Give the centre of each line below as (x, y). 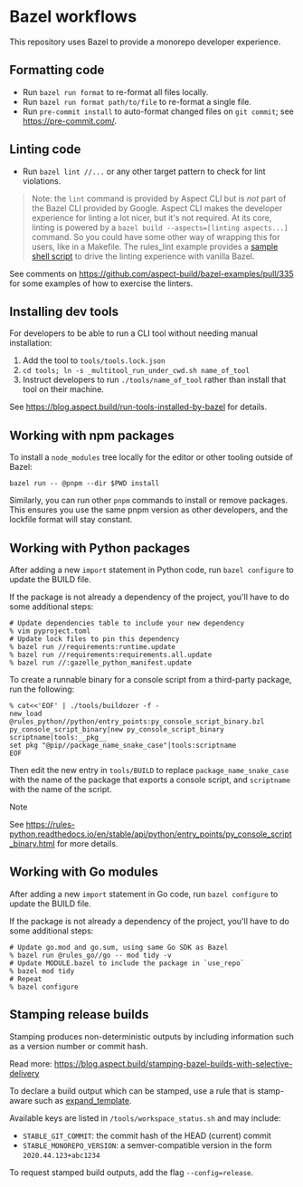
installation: (31, 343)
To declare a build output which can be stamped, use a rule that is (133, 1091)
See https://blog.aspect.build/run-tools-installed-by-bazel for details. (138, 407)
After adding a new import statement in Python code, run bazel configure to (151, 570)
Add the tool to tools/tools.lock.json (94, 360)
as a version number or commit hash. (79, 1046)
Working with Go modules (84, 872)
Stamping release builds (79, 1015)
